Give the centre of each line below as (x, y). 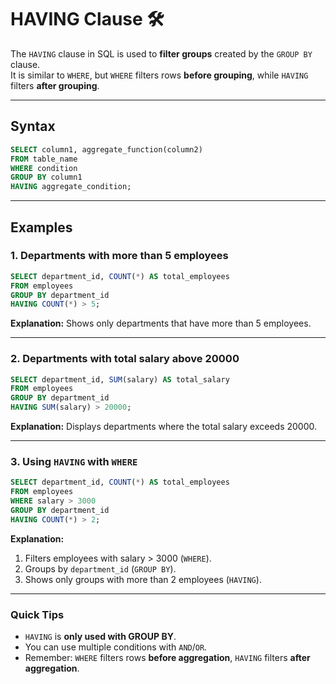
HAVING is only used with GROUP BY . (100, 637)
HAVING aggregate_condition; (71, 187)
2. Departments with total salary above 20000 (125, 359)
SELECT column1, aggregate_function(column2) (106, 149)
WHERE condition (44, 168)
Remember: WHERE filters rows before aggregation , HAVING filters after (167, 658)
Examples (41, 227)
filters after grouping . (55, 85)
